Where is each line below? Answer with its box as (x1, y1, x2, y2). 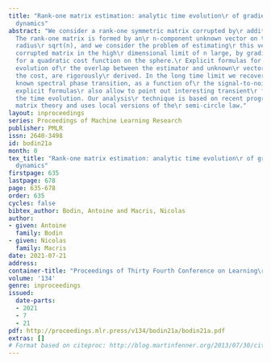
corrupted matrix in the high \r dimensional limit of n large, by (15, 49, 244, 57)
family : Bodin (15, 229, 63, 238)
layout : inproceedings (8, 110, 85, 118)
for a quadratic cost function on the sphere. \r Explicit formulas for (15, 57, 262, 65)
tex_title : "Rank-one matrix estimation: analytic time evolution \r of (8, 154, 254, 162)
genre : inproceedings (8, 281, 81, 290)
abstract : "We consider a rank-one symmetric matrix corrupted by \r (8, 27, 244, 35)
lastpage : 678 (8, 177, 56, 185)
